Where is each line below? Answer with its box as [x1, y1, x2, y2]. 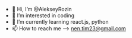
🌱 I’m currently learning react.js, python [11, 18, 109, 25]
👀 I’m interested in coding [11, 12, 75, 19]
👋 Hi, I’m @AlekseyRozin [11, 6, 73, 12]
